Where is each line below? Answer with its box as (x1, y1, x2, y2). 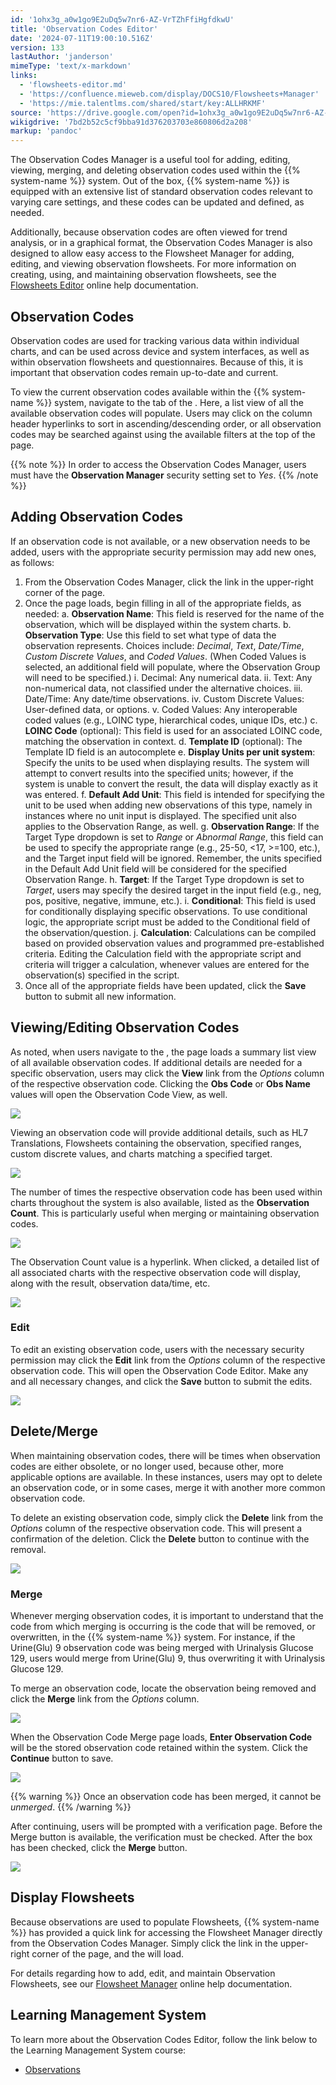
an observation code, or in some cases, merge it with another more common (10, 1481, 326, 1493)
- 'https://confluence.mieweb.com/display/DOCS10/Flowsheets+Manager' (19, 89, 320, 99)
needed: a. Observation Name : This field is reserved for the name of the (24, 607, 325, 620)
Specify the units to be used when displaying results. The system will (24, 756, 310, 768)
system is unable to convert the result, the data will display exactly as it (24, 777, 318, 790)
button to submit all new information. (24, 990, 177, 1002)
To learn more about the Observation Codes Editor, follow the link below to (10, 2033, 318, 2045)
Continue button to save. (10, 1752, 114, 1764)
